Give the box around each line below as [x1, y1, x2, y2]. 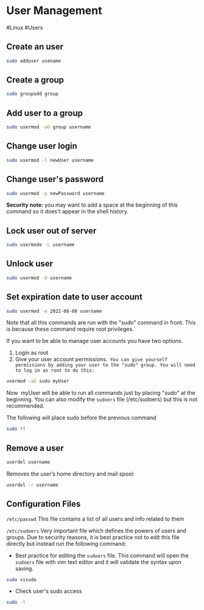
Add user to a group [6, 108, 83, 118]
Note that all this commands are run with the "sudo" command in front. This [6, 319, 196, 326]
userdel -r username [6, 482, 59, 488]
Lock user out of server [6, 226, 97, 236]
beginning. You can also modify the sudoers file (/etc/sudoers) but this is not [6, 395, 198, 403]
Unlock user [6, 259, 54, 269]
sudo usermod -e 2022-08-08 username [6, 308, 102, 314]
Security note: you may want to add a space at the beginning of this [6, 201, 178, 208]
